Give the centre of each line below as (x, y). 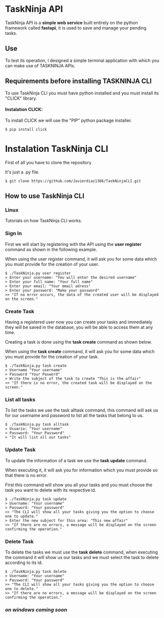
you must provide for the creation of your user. (52, 264)
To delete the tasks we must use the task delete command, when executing (82, 552)
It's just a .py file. (22, 172)
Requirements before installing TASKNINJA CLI (78, 81)
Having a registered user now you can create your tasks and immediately (79, 322)
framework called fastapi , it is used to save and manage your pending (76, 28)
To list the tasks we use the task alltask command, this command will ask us (82, 410)
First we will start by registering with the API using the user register (73, 244)
